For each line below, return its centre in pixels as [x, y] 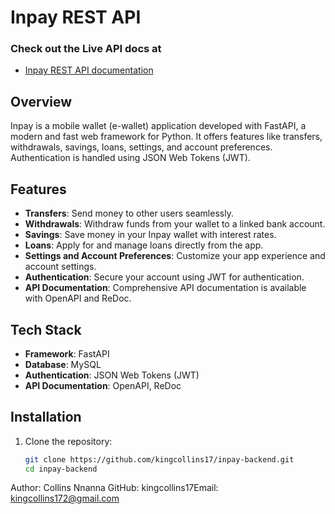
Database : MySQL [63, 364]
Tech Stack [46, 329]
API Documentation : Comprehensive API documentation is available [165, 288]
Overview [41, 101]
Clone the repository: [68, 441]
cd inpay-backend [61, 469]
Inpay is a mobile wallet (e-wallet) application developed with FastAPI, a [158, 126]
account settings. [60, 267]
